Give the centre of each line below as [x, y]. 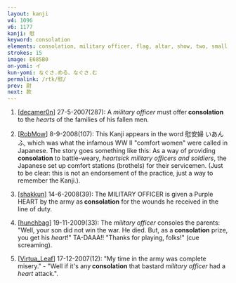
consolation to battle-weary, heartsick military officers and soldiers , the [122, 158]
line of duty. [35, 209]
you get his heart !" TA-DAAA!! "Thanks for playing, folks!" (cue [108, 238]
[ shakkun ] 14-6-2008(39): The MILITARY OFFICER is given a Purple [115, 195]
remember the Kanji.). [49, 180]
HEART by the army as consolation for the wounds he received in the [118, 202]
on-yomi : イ [24, 66]
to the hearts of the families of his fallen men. [83, 119]
